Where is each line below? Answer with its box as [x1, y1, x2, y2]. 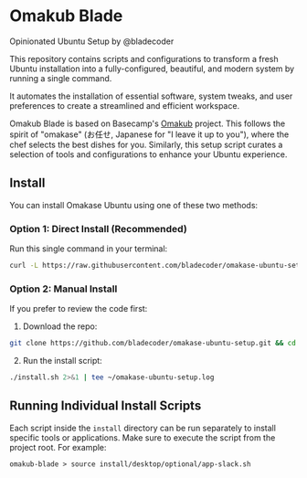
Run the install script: [22, 356, 102, 366]
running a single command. [9, 72, 112, 83]
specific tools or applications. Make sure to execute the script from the [9, 431, 276, 443]
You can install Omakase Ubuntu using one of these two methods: [9, 199, 259, 210]
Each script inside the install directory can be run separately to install [9, 422, 277, 433]
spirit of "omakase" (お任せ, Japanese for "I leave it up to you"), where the [9, 129, 290, 140]
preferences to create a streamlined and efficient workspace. [9, 100, 240, 111]
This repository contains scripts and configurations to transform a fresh [9, 53, 279, 64]
